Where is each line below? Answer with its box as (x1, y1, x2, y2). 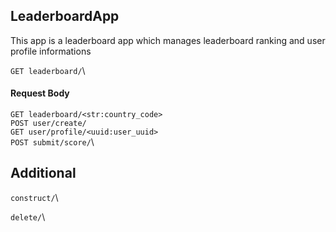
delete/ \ (10, 210, 46, 223)
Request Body (10, 87, 70, 99)
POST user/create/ (10, 119, 87, 129)
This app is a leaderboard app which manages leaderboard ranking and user (10, 34, 326, 46)
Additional (10, 165, 77, 182)
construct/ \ (10, 191, 59, 203)
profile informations (10, 45, 92, 57)
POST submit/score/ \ (10, 136, 95, 148)
